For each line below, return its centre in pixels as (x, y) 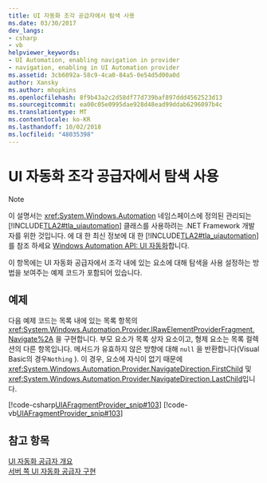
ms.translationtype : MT (48, 113)
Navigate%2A (31, 339)
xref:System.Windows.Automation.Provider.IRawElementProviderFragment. (132, 330)
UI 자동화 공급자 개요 (41, 461)
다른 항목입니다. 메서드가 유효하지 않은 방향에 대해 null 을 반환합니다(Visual (141, 349)
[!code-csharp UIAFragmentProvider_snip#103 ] (85, 405)
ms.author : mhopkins (43, 90)
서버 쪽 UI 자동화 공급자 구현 (52, 471)
